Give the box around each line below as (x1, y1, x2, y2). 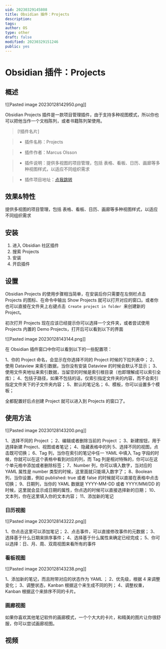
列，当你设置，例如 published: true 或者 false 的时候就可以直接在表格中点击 (5, 475, 159, 480)
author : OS (5, 26, 28, 31)
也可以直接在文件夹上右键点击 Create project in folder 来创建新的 (5, 303, 146, 309)
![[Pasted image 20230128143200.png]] (5, 427, 86, 433)
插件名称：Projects (24, 139, 63, 145)
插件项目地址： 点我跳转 (24, 176, 73, 182)
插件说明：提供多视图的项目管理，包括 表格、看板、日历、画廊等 (24, 160, 156, 166)
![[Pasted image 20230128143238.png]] (5, 566, 86, 572)
